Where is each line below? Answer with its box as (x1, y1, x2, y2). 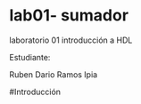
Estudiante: (9, 52, 51, 62)
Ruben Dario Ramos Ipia (9, 68, 98, 80)
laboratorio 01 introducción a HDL (9, 35, 133, 45)
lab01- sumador (9, 5, 129, 26)
